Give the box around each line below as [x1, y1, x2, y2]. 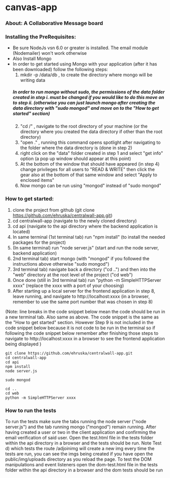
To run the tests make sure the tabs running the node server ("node [5, 418, 147, 424]
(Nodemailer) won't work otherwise [12, 50, 87, 56]
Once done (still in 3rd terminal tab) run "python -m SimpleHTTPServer [12, 277, 161, 283]
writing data [20, 77, 46, 83]
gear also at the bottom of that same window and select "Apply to [20, 172, 157, 178]
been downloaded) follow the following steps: [12, 67, 108, 73]
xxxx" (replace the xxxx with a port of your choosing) [12, 282, 124, 289]
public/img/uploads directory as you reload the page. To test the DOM [5, 456, 152, 462]
